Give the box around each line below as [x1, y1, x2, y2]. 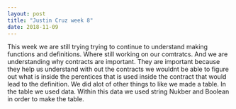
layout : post [7, 10, 46, 18]
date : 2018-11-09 [7, 23, 59, 30]
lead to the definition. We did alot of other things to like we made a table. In [7, 80, 227, 89]
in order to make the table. [7, 95, 84, 103]
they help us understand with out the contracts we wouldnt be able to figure [7, 65, 229, 74]
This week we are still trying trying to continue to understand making [7, 43, 208, 51]
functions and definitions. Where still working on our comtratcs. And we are [7, 50, 228, 58]
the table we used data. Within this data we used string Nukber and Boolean [7, 87, 230, 96]
